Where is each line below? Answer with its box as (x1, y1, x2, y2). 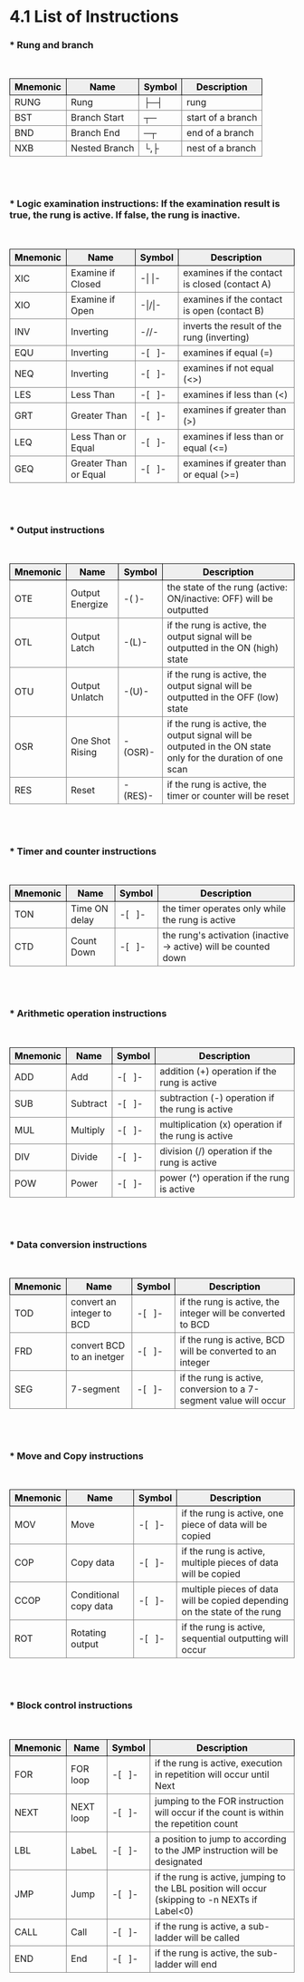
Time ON (71, 902, 109, 915)
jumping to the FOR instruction (155, 1794, 285, 1807)
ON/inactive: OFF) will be (166, 592, 273, 605)
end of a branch (186, 127, 255, 140)
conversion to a (179, 1383, 246, 1395)
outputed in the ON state (166, 741, 271, 753)
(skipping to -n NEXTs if (155, 1893, 258, 1906)
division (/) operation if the (159, 1144, 273, 1157)
